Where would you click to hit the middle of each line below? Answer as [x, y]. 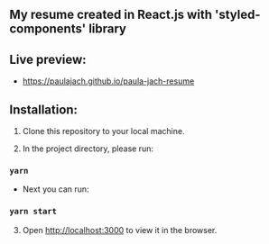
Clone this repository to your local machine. [103, 131]
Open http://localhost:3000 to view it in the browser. [120, 230]
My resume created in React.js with [111, 15]
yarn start [33, 212]
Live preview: [48, 59]
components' [48, 29]
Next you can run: [56, 189]
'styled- [237, 15]
